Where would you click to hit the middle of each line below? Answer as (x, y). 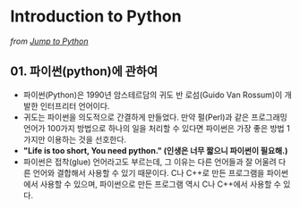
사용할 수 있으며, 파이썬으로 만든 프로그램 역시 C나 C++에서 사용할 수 (160, 184)
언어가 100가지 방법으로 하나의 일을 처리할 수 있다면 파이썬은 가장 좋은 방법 (154, 128)
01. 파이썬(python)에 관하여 (84, 72)
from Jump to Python (49, 41)
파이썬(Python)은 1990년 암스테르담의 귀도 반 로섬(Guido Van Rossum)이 (153, 95)
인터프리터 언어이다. (75, 105)
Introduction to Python (96, 17)
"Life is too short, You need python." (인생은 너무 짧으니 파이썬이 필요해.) (155, 150)
